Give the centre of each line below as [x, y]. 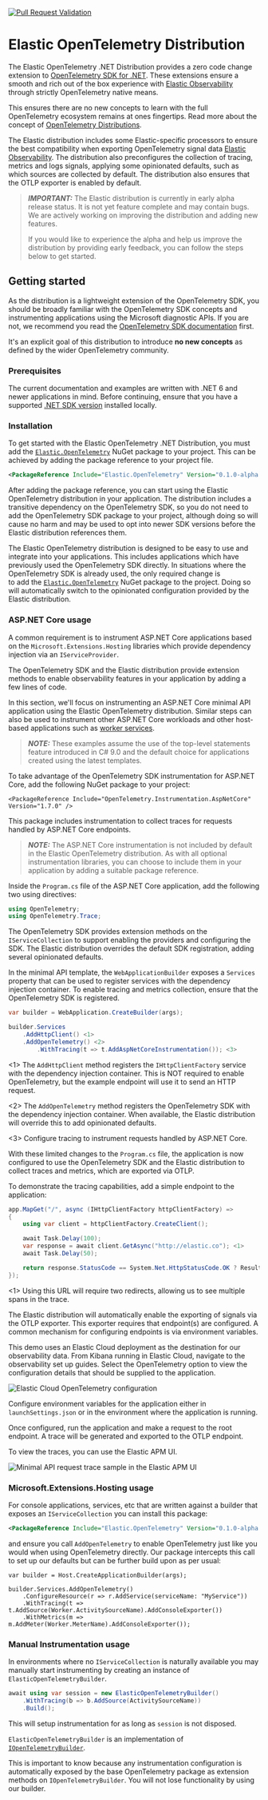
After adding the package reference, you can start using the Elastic [118, 490]
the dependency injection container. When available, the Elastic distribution [132, 1114]
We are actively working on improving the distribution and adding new [143, 215]
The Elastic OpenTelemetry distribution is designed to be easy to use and [128, 549]
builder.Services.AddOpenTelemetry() [71, 1589]
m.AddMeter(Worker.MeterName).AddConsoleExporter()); [100, 1624]
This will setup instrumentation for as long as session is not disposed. [122, 1723]
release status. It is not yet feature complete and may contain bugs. [138, 206]
